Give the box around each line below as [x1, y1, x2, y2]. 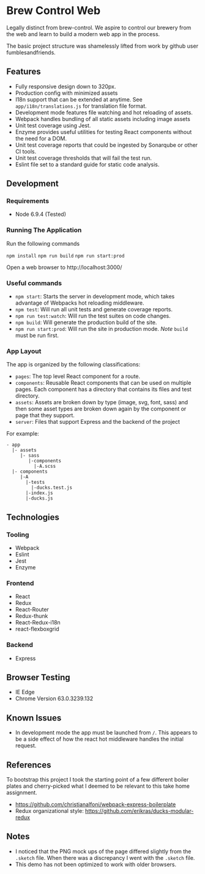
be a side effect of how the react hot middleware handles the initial [15, 735, 184, 743]
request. [15, 742, 37, 749]
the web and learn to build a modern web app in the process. [6, 30, 160, 37]
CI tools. [15, 147, 37, 155]
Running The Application [6, 226, 82, 234]
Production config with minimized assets [15, 89, 118, 97]
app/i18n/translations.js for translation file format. [15, 102, 147, 109]
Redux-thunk [15, 612, 48, 620]
